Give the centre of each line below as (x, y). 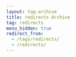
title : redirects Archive (38, 17)
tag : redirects (25, 23)
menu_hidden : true (29, 28)
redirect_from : (25, 34)
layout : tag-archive (32, 12)
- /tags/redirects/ (36, 39)
